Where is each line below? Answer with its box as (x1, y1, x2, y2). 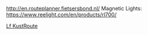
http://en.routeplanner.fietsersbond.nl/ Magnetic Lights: (6, 5, 143, 12)
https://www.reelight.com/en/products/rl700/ (6, 11, 117, 18)
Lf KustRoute (6, 23, 38, 29)
